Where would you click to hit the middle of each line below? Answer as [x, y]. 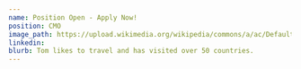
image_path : [31, 34]
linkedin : [27, 43]
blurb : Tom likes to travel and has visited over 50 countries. [131, 51]
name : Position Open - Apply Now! [73, 17]
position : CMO [35, 26]
